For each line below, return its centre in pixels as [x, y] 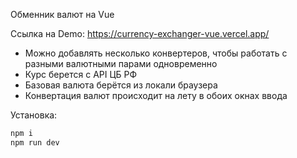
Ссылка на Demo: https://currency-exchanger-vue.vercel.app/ [140, 33]
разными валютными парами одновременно [121, 63]
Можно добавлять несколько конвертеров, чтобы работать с [156, 53]
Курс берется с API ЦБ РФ [81, 74]
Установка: [34, 115]
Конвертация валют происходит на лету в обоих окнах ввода [156, 95]
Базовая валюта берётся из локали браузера [121, 85]
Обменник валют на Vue [62, 14]
